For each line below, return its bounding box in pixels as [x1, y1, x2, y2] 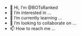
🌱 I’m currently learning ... [9, 15, 62, 20]
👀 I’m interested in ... [9, 10, 52, 16]
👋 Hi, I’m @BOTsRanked [9, 5, 58, 10]
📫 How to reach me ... [9, 26, 55, 31]
